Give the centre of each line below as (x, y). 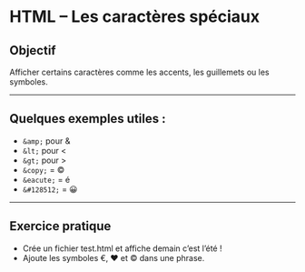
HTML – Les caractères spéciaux (135, 17)
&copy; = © (44, 169)
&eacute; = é (46, 179)
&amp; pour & (46, 141)
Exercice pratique (60, 226)
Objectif (33, 50)
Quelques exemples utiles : (88, 119)
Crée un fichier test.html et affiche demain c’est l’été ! (122, 248)
